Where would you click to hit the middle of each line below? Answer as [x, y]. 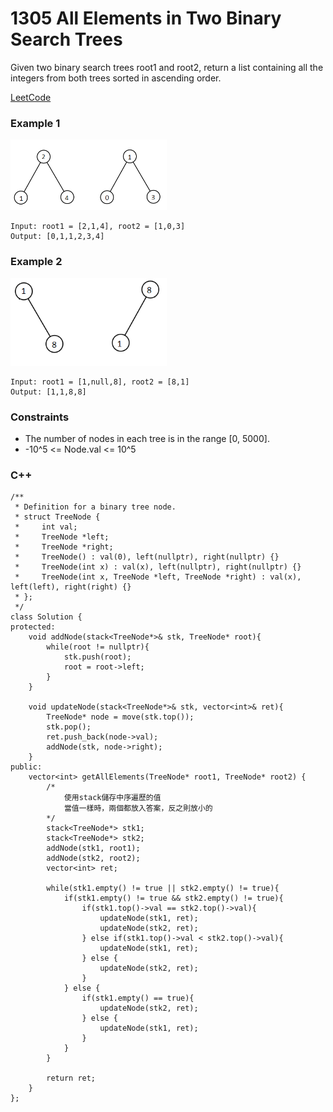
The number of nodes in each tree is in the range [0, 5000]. [147, 438]
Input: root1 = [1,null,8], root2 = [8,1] [100, 382]
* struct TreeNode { [57, 517]
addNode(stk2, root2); [93, 858]
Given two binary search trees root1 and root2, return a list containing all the [167, 67]
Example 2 [36, 262]
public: [26, 767]
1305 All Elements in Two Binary [146, 18]
